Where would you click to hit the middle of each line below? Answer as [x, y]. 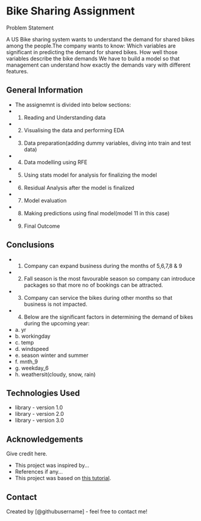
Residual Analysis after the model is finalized [79, 187]
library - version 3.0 [39, 420]
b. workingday [33, 336]
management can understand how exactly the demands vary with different [98, 65]
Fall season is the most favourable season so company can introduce [109, 278]
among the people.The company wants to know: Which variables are [91, 46]
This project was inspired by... [52, 465]
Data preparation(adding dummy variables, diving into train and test [107, 143]
